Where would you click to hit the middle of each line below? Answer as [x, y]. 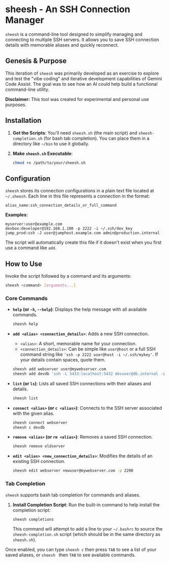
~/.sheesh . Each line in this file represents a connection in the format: [78, 196]
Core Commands [27, 298]
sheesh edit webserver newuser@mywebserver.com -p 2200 [73, 471]
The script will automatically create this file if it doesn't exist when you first [83, 243]
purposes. [16, 105]
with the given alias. [33, 413]
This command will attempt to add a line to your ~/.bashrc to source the [88, 529]
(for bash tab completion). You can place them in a [96, 138]
